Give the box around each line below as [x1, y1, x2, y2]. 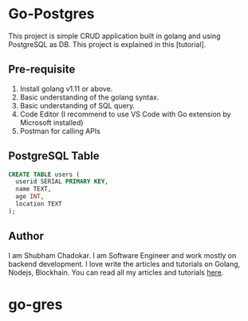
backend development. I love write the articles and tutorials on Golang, [8, 259, 241, 268]
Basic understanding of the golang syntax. [19, 92, 159, 102]
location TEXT [15, 200, 62, 208]
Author [8, 229, 44, 243]
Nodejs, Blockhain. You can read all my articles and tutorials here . [8, 268, 224, 277]
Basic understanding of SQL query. [19, 100, 136, 110]
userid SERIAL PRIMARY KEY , [15, 178, 109, 186]
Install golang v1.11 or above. [19, 84, 113, 93]
